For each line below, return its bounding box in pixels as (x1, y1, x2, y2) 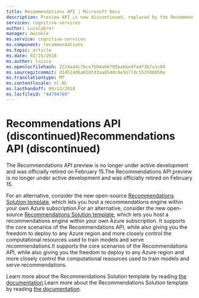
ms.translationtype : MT (6, 75, 65, 81)
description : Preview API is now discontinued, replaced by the (6, 14, 168, 20)
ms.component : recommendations (6, 42, 84, 48)
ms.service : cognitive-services (6, 36, 86, 42)
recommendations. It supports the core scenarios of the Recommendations (6, 242, 188, 249)
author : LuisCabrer (6, 25, 54, 31)
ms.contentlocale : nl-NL (6, 81, 68, 86)
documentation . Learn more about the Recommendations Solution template (6, 279, 188, 286)
